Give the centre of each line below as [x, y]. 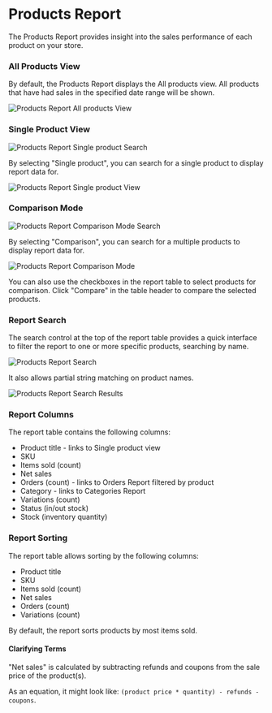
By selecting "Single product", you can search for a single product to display [136, 162]
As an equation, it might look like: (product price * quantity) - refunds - [134, 691]
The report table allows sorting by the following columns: [104, 555]
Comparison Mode [46, 208]
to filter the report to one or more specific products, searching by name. [129, 347]
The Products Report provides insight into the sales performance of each [131, 37]
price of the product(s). [47, 676]
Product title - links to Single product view [90, 448]
